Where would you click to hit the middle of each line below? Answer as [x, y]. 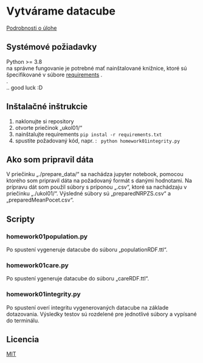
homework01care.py [37, 265]
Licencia [23, 340]
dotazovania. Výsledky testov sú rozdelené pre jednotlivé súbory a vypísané [101, 314]
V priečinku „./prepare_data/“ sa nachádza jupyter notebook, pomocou [95, 174]
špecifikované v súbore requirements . [54, 75]
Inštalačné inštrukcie [47, 107]
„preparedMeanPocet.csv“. [40, 200]
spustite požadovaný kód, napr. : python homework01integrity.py [98, 140]
